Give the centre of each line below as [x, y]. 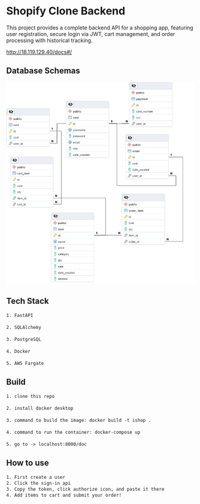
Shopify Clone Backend [66, 11]
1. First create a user [36, 477]
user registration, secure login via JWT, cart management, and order [91, 34]
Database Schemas [43, 71]
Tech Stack [28, 301]
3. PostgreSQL [24, 340]
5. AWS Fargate [25, 364]
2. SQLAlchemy [24, 328]
